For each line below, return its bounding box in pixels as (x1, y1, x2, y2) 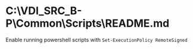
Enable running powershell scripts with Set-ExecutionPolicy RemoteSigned (5, 36, 188, 43)
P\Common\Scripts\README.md (5, 17, 170, 30)
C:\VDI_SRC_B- (5, 4, 82, 18)
